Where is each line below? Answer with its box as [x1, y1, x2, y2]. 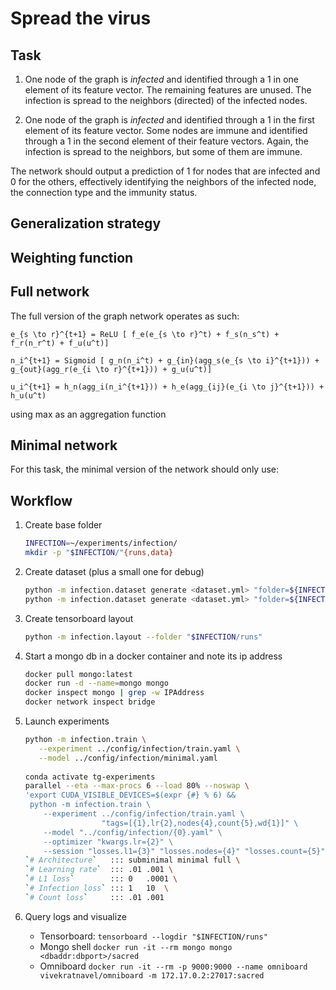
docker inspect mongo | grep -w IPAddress [24, 688, 205, 698]
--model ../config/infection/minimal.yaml [38, 753, 218, 763]
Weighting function [10, 249, 134, 266]
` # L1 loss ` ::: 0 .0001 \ [24, 874, 178, 884]
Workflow [10, 492, 73, 509]
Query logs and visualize [24, 910, 127, 922]
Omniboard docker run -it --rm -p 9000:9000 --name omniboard [39, 960, 308, 972]
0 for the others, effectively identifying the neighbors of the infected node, [10, 176, 317, 187]
